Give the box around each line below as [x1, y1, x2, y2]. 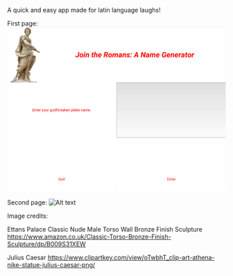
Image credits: [7, 212, 49, 221]
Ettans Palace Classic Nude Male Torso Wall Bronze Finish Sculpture [7, 225, 203, 234]
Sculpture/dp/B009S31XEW [7, 240, 87, 248]
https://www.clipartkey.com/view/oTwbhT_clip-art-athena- [47, 253, 215, 262]
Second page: [7, 198, 47, 207]
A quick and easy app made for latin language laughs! [7, 6, 161, 14]
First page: [7, 19, 38, 27]
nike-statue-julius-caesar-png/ [7, 261, 96, 269]
